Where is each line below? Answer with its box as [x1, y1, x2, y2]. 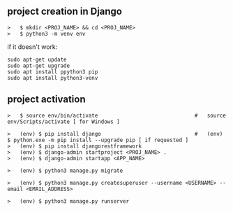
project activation [7, 94, 86, 106]
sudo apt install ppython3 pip [7, 68, 98, 76]
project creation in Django [7, 6, 122, 17]
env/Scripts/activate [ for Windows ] [7, 118, 120, 125]
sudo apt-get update [7, 56, 68, 63]
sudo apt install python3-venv [7, 74, 98, 81]
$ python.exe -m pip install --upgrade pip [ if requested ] [7, 136, 189, 143]
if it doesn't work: [7, 42, 58, 51]
